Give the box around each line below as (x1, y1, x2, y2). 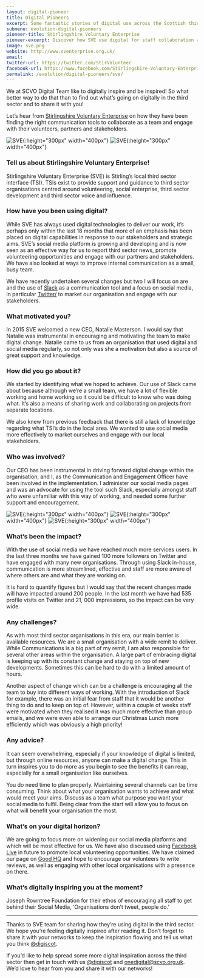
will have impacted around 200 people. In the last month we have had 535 (6, 590, 191, 597)
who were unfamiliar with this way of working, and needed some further (6, 492, 186, 500)
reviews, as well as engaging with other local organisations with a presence (6, 861, 195, 869)
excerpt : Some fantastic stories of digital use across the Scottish (6, 20, 186, 26)
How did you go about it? (6, 367, 81, 375)
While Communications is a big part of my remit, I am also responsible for (6, 645, 190, 652)
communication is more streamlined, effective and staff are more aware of (6, 565, 192, 572)
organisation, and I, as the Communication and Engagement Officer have (6, 473, 188, 480)
